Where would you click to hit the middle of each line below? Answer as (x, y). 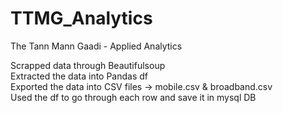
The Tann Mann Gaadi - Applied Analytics (96, 46)
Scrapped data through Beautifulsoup (88, 65)
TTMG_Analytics (81, 18)
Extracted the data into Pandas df (79, 76)
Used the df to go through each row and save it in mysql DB (133, 97)
